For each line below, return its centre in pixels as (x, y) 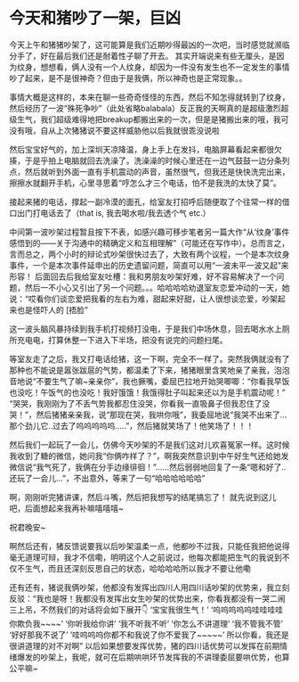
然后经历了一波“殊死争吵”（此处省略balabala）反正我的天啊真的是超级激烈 (145, 108)
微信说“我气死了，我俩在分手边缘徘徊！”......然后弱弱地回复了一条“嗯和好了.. (148, 467)
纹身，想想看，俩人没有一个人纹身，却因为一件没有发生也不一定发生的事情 (153, 67)
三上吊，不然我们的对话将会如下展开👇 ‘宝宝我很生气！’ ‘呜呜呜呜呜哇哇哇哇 (146, 609)
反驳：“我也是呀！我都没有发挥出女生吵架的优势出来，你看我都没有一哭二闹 (148, 598)
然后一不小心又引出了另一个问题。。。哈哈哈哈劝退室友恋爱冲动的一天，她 (157, 287)
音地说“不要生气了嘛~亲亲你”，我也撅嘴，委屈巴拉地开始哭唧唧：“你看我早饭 (149, 381)
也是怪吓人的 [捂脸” (53, 309)
